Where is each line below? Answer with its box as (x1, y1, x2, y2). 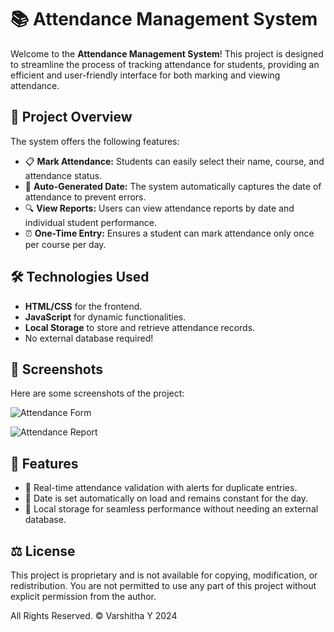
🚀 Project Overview (10, 109, 133, 126)
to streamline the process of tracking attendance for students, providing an (10, 58, 320, 70)
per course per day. (24, 238, 107, 250)
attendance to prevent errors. (24, 191, 147, 203)
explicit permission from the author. (10, 591, 157, 602)
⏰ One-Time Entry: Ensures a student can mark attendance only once (24, 227, 315, 239)
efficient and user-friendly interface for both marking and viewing (10, 69, 281, 81)
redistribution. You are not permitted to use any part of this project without (10, 580, 317, 591)
